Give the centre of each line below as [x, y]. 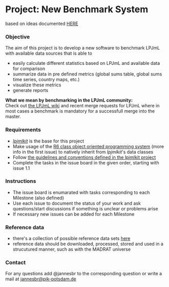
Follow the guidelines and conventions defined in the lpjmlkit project [84, 157]
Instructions [21, 181]
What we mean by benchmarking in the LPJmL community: [69, 100]
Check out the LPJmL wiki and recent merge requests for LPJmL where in [82, 106]
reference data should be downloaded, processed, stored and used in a [88, 244]
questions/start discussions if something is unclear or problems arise [85, 208]
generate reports [30, 90]
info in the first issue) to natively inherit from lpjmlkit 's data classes [83, 152]
